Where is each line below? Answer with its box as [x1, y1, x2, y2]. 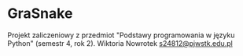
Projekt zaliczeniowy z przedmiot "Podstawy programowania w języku [7, 30, 235, 40]
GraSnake [7, 5, 73, 23]
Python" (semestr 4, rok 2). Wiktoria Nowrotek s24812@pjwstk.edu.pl [7, 38, 233, 47]
